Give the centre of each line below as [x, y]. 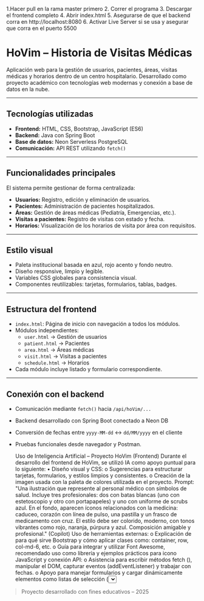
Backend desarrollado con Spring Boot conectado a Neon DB [92, 421]
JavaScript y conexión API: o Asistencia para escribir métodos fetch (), [104, 560]
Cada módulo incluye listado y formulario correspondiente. [89, 369]
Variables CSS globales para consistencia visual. [76, 278]
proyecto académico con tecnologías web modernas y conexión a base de [100, 82]
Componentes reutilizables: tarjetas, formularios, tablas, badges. [96, 284]
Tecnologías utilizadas [50, 114]
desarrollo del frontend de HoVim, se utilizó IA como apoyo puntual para [105, 462]
